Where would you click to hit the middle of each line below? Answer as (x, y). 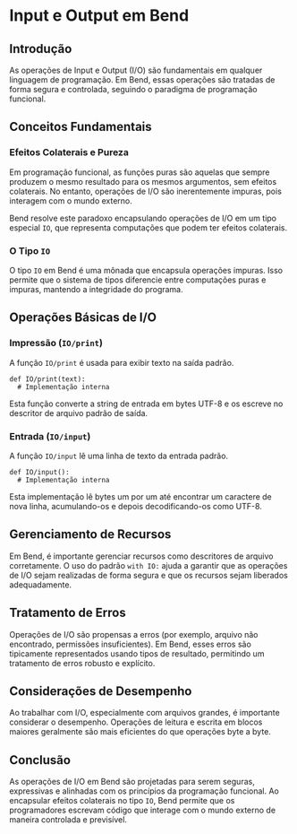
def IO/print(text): (48, 379)
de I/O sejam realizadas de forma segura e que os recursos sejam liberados (148, 575)
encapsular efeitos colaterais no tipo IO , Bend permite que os (122, 801)
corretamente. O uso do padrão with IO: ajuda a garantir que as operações (148, 565)
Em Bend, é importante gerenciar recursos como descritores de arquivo (141, 556)
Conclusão (40, 760)
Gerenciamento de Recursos (90, 534)
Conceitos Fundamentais (81, 127)
